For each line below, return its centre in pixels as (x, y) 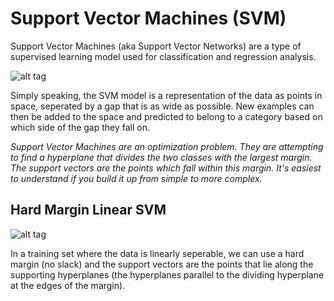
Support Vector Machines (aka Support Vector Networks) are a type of (156, 46)
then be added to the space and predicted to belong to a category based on (166, 116)
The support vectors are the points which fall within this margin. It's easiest (166, 168)
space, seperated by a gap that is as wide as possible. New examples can (162, 106)
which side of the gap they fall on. (80, 127)
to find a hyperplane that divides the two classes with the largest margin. (161, 157)
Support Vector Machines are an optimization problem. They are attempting (167, 146)
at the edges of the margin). (68, 285)
